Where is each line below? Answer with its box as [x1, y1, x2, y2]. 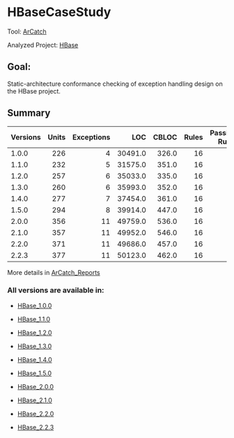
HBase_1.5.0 [17, 369, 52, 377]
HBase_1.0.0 [17, 301, 52, 310]
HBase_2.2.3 [17, 423, 54, 431]
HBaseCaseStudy [7, 4, 111, 20]
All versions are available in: [7, 285, 104, 295]
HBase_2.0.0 [17, 382, 54, 391]
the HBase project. [7, 86, 61, 95]
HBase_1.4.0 [17, 355, 52, 363]
